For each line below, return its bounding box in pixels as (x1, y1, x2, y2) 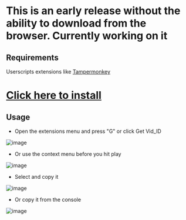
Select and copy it (14, 174, 59, 180)
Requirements (6, 52, 59, 62)
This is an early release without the (6, 4, 181, 18)
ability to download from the (6, 16, 147, 30)
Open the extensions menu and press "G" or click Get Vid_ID (14, 128, 161, 135)
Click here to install (6, 89, 102, 102)
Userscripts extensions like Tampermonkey (6, 68, 110, 75)
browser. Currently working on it (6, 29, 168, 42)
